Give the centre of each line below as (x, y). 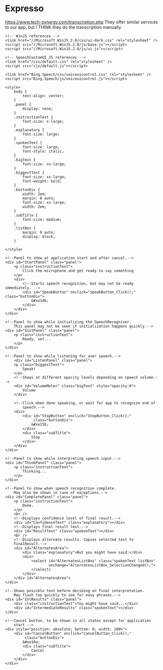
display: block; (39, 236)
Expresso (24, 9)
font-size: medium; (42, 219)
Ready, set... (37, 339)
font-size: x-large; (43, 121)
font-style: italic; (43, 151)
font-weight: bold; (42, 181)
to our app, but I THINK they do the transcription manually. (64, 27)
